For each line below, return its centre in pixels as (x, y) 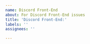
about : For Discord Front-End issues (45, 15)
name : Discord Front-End (32, 10)
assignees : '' (20, 29)
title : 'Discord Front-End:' (36, 19)
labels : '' (17, 24)
